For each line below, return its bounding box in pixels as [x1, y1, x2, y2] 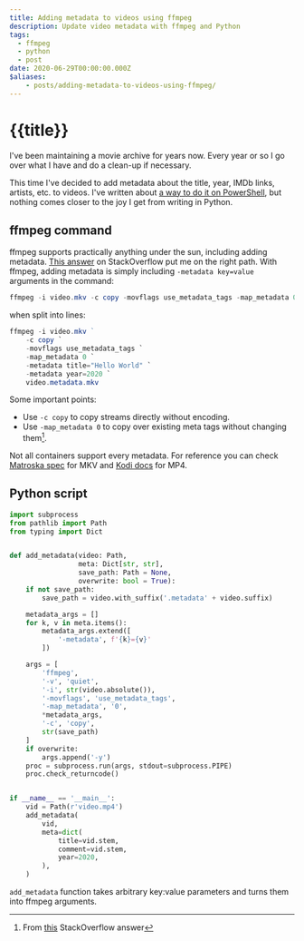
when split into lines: [9, 309, 86, 320]
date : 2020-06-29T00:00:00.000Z [9, 64, 131, 74]
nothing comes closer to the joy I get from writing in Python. [9, 196, 233, 207]
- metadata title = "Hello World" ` [25, 360, 152, 370]
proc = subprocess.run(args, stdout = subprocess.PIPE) [25, 761, 233, 770]
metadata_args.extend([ [42, 627, 131, 636]
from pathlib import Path [9, 518, 107, 527]
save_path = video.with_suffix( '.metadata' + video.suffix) [42, 593, 273, 603]
